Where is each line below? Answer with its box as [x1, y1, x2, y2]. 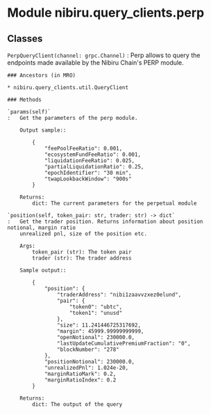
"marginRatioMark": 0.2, [44, 370, 117, 377]
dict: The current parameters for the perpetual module [32, 200, 197, 207]
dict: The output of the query [32, 401, 123, 408]
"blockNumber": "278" [56, 346, 119, 353]
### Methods [7, 96, 42, 103]
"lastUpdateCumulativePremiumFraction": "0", [56, 340, 191, 347]
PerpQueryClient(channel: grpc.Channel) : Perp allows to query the [7, 51, 201, 59]
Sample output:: [19, 267, 67, 274]
